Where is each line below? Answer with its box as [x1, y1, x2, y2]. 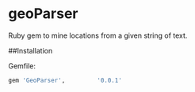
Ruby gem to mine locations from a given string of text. [8, 31, 188, 40]
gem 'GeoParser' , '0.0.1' [8, 76, 123, 84]
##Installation [8, 46, 53, 55]
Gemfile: [8, 61, 36, 71]
